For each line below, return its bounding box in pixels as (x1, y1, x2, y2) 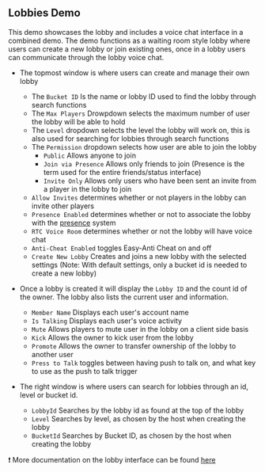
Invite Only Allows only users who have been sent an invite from (43, 176, 257, 185)
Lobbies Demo (8, 6, 81, 20)
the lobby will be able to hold (31, 116, 126, 126)
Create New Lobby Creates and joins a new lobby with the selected (31, 251, 247, 261)
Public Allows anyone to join (43, 150, 137, 160)
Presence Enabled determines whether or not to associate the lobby (31, 209, 252, 219)
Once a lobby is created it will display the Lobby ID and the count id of (19, 284, 248, 293)
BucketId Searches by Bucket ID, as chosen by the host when (31, 431, 232, 440)
